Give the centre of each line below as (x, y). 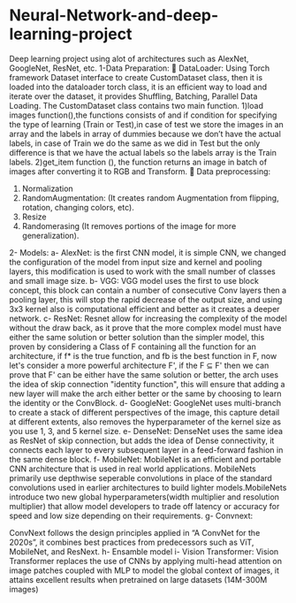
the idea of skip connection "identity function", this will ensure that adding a (147, 384)
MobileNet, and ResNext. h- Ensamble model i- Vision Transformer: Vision (144, 551)
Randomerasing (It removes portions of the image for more (129, 225)
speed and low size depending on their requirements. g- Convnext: (131, 515)
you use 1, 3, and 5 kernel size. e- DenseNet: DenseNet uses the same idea (146, 431)
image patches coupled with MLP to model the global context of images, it (144, 570)
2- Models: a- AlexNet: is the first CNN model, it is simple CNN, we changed (148, 252)
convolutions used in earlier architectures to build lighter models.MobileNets (148, 487)
